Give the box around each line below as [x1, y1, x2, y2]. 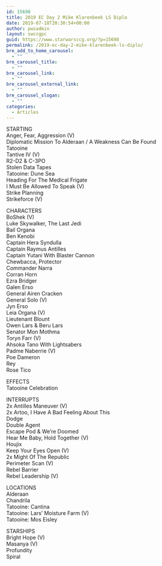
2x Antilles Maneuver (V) [6, 402, 68, 410]
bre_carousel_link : [6, 70, 55, 76]
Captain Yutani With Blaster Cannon [6, 252, 95, 259]
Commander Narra [6, 264, 53, 272]
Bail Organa [6, 226, 35, 234]
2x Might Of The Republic [6, 453, 70, 460]
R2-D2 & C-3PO [6, 157, 46, 165]
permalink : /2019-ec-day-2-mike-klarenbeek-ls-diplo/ [6, 43, 144, 49]
